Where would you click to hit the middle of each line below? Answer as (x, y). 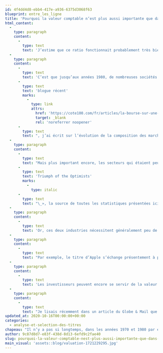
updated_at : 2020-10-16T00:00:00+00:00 (45, 316)
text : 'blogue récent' (45, 91)
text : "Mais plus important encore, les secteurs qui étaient (87, 163)
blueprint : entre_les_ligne (33, 14)
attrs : (38, 109)
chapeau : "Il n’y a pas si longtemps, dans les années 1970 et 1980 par (80, 330)
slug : (10, 338)
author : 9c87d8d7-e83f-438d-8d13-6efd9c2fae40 (53, 334)
